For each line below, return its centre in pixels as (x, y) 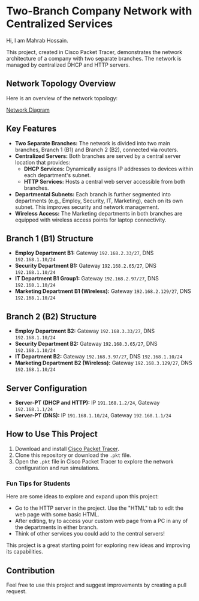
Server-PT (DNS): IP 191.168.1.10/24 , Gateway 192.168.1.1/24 (93, 415)
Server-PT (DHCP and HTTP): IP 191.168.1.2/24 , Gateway (87, 403)
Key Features (31, 129)
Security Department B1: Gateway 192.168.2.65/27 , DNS (86, 266)
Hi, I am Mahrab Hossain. (37, 40)
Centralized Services (60, 24)
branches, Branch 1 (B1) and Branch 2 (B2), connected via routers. (97, 149)
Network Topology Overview (61, 84)
